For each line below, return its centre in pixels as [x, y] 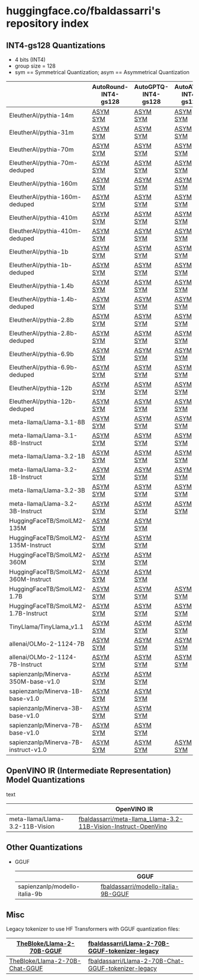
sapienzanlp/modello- [49, 886]
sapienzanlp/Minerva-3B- [46, 708]
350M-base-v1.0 [35, 681]
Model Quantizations [46, 780]
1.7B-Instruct [28, 613]
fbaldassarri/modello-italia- [140, 886]
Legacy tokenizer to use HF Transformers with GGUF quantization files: [93, 929]
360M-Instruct [30, 579]
